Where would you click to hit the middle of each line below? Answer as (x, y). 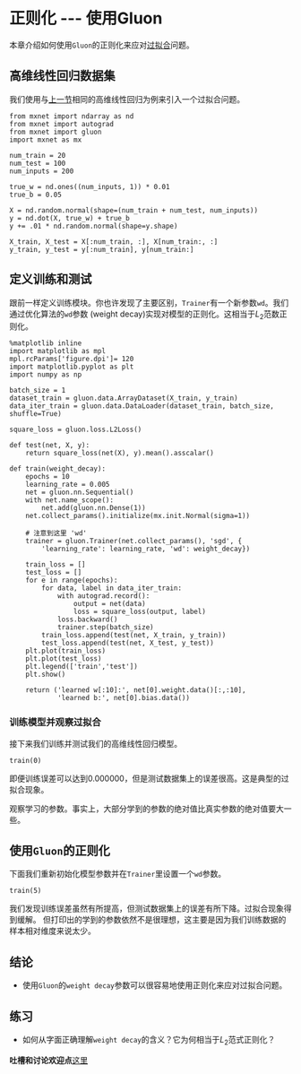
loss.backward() (87, 619)
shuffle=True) (36, 414)
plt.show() (46, 675)
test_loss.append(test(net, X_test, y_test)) (128, 643)
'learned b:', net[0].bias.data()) (124, 698)
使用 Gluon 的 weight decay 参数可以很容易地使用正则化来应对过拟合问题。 (155, 985)
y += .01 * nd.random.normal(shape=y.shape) (94, 226)
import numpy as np (46, 375)
